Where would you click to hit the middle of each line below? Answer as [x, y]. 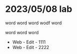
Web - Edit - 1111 [29, 42]
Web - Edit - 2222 [31, 47]
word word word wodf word [34, 23]
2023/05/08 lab [39, 9]
